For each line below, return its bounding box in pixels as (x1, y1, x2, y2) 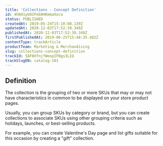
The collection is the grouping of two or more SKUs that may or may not (5, 90, 152, 96)
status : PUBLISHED (5, 16, 43, 21)
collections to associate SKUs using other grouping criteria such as (5, 115, 142, 121)
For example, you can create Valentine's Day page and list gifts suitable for (5, 130, 158, 136)
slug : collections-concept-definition (5, 49, 85, 54)
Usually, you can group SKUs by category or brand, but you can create (5, 110, 150, 116)
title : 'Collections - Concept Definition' (5, 7, 97, 12)
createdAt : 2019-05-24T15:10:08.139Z (5, 21, 83, 26)
